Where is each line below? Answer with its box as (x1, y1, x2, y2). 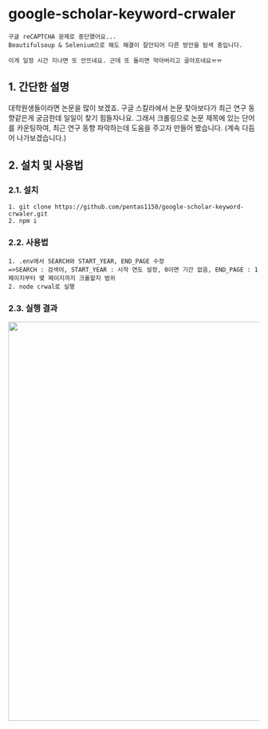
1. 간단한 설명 (8, 81, 69, 94)
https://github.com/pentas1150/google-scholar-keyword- (54, 203, 245, 212)
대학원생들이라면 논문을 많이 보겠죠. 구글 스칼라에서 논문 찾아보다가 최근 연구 (8, 103, 247, 113)
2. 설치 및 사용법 (8, 159, 84, 172)
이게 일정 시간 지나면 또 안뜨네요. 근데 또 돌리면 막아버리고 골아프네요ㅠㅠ (8, 57, 223, 65)
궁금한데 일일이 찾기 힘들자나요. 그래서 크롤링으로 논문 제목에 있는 (35, 113, 241, 122)
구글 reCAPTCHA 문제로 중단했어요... (8, 33, 117, 41)
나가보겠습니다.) (16, 133, 67, 142)
